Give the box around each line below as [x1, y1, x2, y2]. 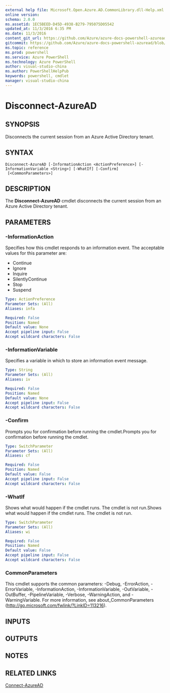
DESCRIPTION [5, 184, 51, 193]
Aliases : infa [5, 306, 35, 311]
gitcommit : [5, 41, 28, 46]
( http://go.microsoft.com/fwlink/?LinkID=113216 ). [5, 602, 107, 609]
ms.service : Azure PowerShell [5, 54, 69, 60]
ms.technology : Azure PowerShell [5, 59, 76, 64]
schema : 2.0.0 [5, 17, 35, 22]
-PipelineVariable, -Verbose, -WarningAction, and [27, 592, 131, 598]
